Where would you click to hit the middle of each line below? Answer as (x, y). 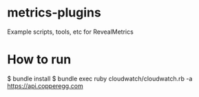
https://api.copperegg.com (45, 86)
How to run (39, 60)
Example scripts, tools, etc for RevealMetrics (71, 32)
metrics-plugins (54, 13)
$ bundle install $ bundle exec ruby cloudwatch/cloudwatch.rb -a (100, 78)
